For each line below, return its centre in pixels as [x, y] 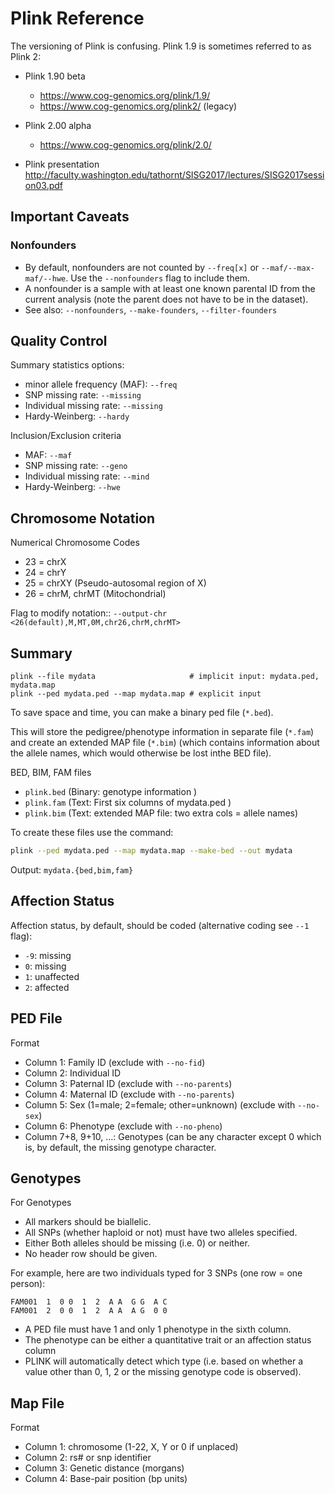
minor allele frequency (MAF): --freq [101, 384]
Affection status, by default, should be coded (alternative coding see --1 [160, 925]
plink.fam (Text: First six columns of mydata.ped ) [128, 803]
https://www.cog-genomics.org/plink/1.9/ [125, 95]
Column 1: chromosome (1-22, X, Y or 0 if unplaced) [131, 1447]
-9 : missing [48, 955]
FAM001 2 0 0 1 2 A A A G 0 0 [89, 1311]
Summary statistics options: [67, 365]
